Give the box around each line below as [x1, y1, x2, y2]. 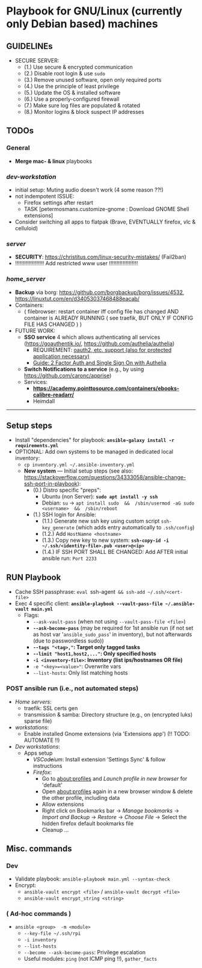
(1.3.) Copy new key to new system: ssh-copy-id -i [41, 536, 170, 544]
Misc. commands [6, 843, 72, 853]
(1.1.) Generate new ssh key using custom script [41, 517, 160, 525]
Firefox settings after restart [23, 199, 93, 206]
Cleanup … [41, 826, 69, 833]
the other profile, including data [41, 794, 120, 801]
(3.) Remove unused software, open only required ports [23, 77, 162, 83]
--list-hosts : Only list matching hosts [32, 669, 128, 676]
